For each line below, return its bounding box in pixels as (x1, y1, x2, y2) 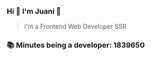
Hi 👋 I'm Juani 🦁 (6, 6, 62, 16)
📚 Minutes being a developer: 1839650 (6, 40, 146, 50)
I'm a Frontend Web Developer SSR (23, 23, 127, 31)
